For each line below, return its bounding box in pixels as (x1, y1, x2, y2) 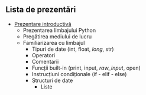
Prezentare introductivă (14, 20, 72, 27)
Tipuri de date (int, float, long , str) (31, 45, 114, 53)
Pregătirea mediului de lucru (22, 32, 92, 40)
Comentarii (31, 58, 59, 65)
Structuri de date (31, 77, 73, 84)
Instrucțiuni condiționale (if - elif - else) (31, 70, 127, 77)
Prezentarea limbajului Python (22, 27, 96, 34)
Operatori (31, 51, 56, 58)
